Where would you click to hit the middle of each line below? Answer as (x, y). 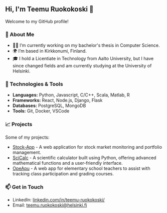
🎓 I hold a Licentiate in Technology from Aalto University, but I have (83, 59)
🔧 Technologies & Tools (34, 84)
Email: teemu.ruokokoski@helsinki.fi (50, 205)
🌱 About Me (20, 34)
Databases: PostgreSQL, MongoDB (49, 105)
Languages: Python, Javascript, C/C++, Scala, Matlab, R (71, 95)
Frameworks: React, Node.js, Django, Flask (57, 100)
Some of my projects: (27, 137)
